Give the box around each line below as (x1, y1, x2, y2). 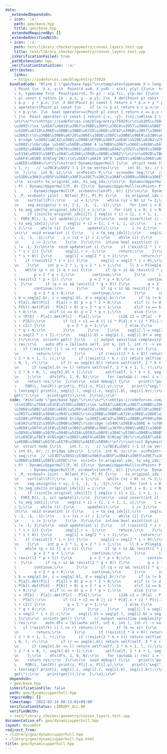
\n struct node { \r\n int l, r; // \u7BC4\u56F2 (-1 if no (14, 444, 153, 449)
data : (5, 7, 16, 12)
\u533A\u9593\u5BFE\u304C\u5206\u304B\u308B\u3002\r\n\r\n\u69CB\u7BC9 (14, 151, 166, 156)
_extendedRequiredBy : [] (9, 30, 61, 35)
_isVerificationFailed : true (9, 53, 70, 59)
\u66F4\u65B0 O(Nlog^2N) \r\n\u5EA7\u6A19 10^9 (14, 156, 112, 161)
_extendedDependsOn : (9, 12, 52, 17)
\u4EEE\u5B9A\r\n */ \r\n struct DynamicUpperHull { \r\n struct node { (14, 160, 162, 165)
